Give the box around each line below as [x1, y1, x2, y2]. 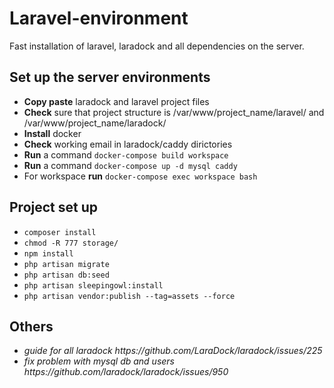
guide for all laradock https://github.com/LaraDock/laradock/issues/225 [23, 345, 323, 357]
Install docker [23, 127, 82, 139]
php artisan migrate [23, 259, 110, 269]
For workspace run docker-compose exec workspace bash [23, 170, 258, 182]
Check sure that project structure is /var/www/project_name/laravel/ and [23, 106, 325, 118]
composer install [23, 227, 97, 237]
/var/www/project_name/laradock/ [23, 117, 167, 129]
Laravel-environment [9, 7, 189, 30]
